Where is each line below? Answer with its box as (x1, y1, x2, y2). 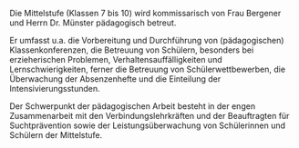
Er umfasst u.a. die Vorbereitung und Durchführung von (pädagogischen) (9, 35, 284, 45)
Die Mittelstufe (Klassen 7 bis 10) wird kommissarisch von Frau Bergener (9, 8, 282, 18)
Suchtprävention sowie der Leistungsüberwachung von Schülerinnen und (9, 120, 285, 131)
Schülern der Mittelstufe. (9, 130, 103, 140)
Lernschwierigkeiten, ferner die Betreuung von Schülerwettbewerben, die (9, 64, 285, 74)
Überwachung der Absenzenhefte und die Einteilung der (9, 74, 222, 84)
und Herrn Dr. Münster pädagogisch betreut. (9, 17, 177, 28)
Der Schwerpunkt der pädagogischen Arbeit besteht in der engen (9, 101, 256, 112)
